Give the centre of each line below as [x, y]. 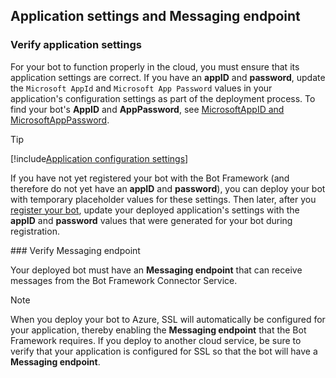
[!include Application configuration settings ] [99, 158]
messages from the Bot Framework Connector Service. [124, 280]
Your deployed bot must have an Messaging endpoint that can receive [156, 270]
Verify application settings [76, 45]
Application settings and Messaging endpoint [155, 16]
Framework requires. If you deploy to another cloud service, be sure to [156, 340]
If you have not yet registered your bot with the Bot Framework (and [150, 178]
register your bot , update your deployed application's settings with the [155, 210]
